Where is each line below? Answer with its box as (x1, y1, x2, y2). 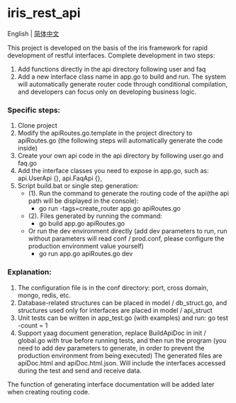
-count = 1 (17, 321, 48, 329)
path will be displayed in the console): (28, 197, 139, 205)
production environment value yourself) (28, 242, 144, 250)
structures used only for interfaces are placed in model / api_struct (17, 306, 213, 314)
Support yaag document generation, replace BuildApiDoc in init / (17, 329, 207, 337)
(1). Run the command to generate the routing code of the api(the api (28, 189, 229, 198)
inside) (17, 144, 38, 153)
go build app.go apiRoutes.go (38, 219, 125, 228)
